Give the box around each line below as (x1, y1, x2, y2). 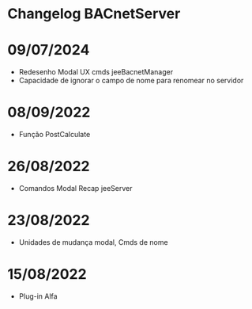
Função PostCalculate (18, 130, 91, 139)
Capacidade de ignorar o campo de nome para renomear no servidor (18, 76, 244, 86)
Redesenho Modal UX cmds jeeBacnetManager (18, 67, 174, 77)
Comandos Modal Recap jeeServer (18, 184, 133, 193)
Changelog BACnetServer (7, 5, 181, 23)
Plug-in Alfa (18, 291, 58, 301)
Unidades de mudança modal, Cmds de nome (18, 237, 168, 246)
